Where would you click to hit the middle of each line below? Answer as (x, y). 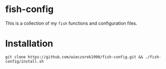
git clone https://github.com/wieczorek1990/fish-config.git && (74, 57)
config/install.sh (24, 61)
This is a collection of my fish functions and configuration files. (71, 23)
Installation (29, 44)
